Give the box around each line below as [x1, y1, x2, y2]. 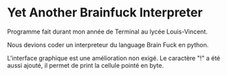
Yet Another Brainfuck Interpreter [7, 5, 203, 21]
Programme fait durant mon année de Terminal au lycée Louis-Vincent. [7, 27, 208, 36]
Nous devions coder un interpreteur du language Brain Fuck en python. [7, 40, 209, 49]
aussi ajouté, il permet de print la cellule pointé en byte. [7, 61, 164, 69]
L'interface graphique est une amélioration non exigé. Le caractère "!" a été [7, 53, 221, 62]
